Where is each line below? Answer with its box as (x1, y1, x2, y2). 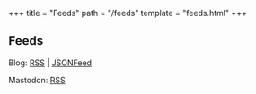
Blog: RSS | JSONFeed (8, 57, 92, 68)
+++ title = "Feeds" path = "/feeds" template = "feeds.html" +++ (8, 8, 248, 18)
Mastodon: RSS (8, 74, 66, 85)
